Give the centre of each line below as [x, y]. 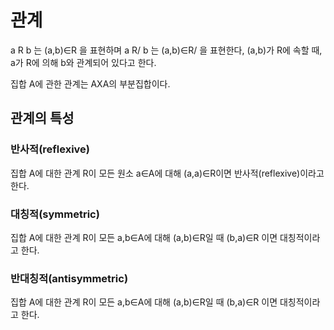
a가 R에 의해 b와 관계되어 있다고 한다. [83, 62]
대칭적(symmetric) [55, 214]
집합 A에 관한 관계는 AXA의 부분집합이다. [90, 83]
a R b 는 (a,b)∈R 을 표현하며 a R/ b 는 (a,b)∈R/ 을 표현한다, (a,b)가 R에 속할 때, [166, 50]
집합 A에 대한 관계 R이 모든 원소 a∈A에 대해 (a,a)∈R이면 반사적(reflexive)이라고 [167, 173]
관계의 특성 [42, 118]
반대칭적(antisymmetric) [69, 278]
